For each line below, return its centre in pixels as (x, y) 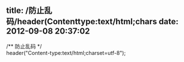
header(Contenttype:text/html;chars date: (98, 22)
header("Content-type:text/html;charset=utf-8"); (66, 53)
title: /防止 (25, 11)
